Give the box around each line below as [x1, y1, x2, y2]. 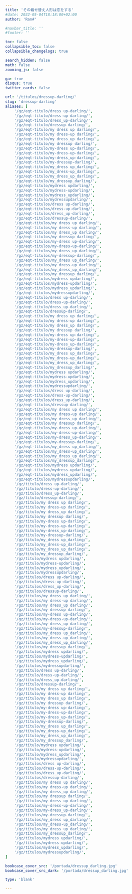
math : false [5, 62, 30, 68]
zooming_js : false [5, 67, 43, 72]
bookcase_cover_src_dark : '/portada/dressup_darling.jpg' [5, 868, 128, 873]
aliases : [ [5, 104, 28, 109]
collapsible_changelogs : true [5, 49, 68, 54]
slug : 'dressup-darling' [5, 99, 57, 104]
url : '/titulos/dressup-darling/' [5, 95, 77, 100]
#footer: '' [5, 31, 30, 36]
